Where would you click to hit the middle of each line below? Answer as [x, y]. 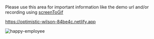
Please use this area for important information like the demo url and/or [77, 7]
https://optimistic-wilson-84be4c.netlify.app [50, 22]
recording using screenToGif [34, 12]
